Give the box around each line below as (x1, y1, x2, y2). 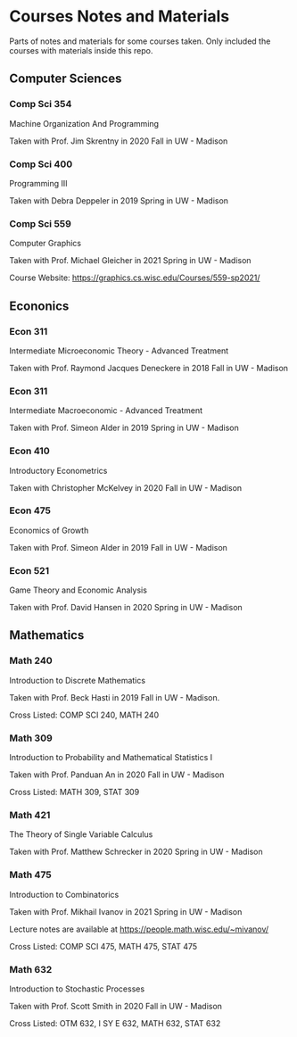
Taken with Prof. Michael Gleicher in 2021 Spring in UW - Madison (9, 255, 252, 266)
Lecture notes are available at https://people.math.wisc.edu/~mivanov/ (9, 924, 269, 934)
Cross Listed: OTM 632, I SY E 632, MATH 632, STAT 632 (9, 1017, 221, 1028)
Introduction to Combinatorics (9, 889, 120, 900)
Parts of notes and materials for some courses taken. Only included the (9, 36, 271, 46)
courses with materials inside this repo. (9, 45, 153, 55)
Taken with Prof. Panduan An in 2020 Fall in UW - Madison (9, 769, 225, 780)
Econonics (9, 298, 70, 313)
